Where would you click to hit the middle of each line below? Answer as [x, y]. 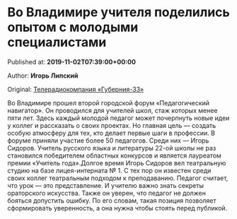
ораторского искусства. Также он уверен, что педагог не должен [107, 193]
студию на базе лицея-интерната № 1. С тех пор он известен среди [109, 170]
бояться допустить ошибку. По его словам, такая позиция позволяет [112, 200]
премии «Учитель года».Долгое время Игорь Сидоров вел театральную [117, 162]
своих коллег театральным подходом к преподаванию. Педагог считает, [118, 178]
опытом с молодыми [73, 27]
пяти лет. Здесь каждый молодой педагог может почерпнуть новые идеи [118, 118]
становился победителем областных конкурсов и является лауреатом [114, 155]
